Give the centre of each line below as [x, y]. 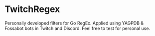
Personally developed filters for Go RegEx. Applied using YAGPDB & [74, 23]
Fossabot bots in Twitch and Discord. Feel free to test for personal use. [77, 28]
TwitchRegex [32, 9]
